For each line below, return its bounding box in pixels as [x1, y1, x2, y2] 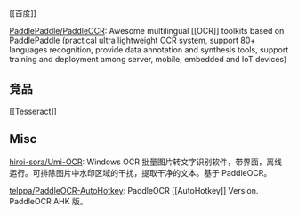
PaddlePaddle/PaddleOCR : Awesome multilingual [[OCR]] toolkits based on [9, 26, 285, 36]
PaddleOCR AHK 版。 [9, 195, 88, 206]
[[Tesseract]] [9, 106, 58, 116]
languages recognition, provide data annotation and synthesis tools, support [9, 44, 289, 55]
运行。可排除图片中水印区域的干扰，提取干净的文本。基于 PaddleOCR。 [9, 167, 272, 178]
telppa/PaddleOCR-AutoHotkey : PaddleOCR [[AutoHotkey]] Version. [9, 185, 259, 195]
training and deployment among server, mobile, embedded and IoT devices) [9, 54, 287, 64]
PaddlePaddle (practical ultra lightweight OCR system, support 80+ [9, 35, 256, 45]
